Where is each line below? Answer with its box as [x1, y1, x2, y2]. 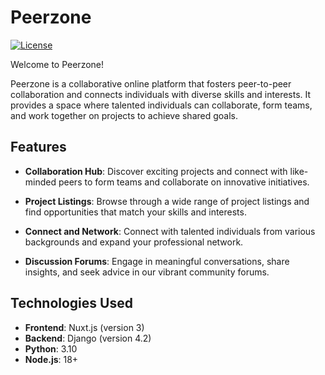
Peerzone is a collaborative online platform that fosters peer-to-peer [10, 77, 292, 90]
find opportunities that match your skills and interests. [24, 206, 247, 218]
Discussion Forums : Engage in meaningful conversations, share [24, 255, 290, 267]
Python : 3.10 [24, 342, 78, 355]
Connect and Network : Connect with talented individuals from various [24, 225, 316, 237]
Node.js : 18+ [24, 353, 79, 365]
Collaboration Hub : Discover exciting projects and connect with [24, 165, 288, 177]
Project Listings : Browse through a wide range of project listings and [24, 195, 310, 207]
